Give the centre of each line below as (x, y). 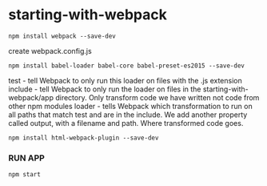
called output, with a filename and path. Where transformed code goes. (126, 123)
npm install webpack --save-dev (62, 36)
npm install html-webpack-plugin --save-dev (84, 138)
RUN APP (27, 158)
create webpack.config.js (50, 51)
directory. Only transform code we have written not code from (157, 97)
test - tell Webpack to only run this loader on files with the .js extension (125, 80)
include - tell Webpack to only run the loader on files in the (105, 89)
